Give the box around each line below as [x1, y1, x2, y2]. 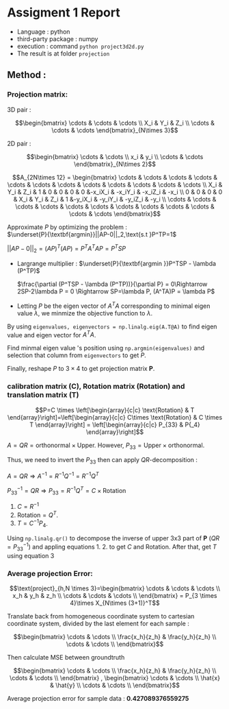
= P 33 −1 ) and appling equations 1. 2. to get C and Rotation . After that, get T [7, 542, 217, 553]
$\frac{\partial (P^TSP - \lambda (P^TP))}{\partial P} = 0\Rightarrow [16, 280, 208, 289]
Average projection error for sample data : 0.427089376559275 [7, 694, 189, 702]
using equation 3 [7, 551, 55, 560]
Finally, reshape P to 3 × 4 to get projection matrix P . [7, 365, 155, 373]
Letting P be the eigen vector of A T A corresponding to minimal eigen [16, 300, 211, 310]
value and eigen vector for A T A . [7, 329, 96, 339]
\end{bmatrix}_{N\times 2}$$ [74, 160, 156, 168]
